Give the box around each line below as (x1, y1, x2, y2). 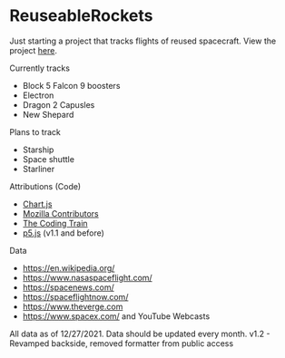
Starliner (22, 163, 55, 174)
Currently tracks (9, 63, 71, 73)
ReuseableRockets (9, 5, 153, 26)
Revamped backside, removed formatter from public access (9, 337, 234, 349)
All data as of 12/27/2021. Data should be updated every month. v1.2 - (9, 328, 270, 339)
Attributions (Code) (9, 180, 82, 191)
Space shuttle (22, 153, 75, 164)
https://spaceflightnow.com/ (22, 291, 129, 302)
